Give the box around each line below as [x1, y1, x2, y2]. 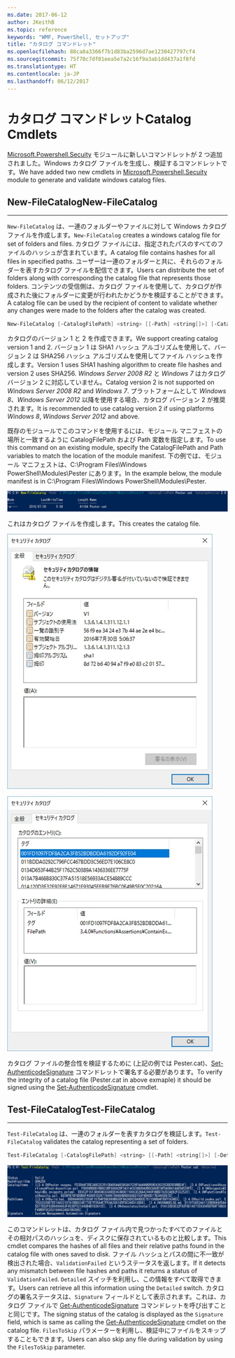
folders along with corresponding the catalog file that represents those [7, 274, 211, 282]
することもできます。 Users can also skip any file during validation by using [7, 1335, 223, 1343]
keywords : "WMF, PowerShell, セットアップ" [7, 34, 129, 41]
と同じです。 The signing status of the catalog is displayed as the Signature [7, 1310, 224, 1318]
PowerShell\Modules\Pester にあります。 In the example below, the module [7, 469, 222, 478]
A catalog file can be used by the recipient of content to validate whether [7, 299, 218, 308]
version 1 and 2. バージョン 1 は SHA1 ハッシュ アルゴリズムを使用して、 [7, 343, 215, 352]
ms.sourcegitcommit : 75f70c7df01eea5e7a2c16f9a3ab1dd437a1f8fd [7, 56, 196, 63]
